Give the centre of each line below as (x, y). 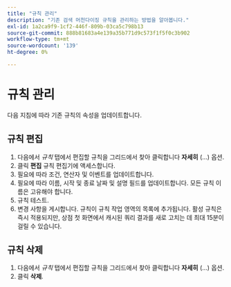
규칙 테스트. (33, 200)
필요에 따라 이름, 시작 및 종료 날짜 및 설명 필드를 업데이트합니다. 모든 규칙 (115, 183)
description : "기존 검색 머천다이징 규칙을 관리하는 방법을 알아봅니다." (98, 20)
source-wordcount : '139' (43, 46)
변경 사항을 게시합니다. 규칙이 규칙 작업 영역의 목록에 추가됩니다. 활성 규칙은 (120, 209)
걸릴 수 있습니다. (39, 226)
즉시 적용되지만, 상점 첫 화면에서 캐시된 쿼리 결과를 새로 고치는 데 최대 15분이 (121, 217)
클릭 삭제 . (30, 277)
